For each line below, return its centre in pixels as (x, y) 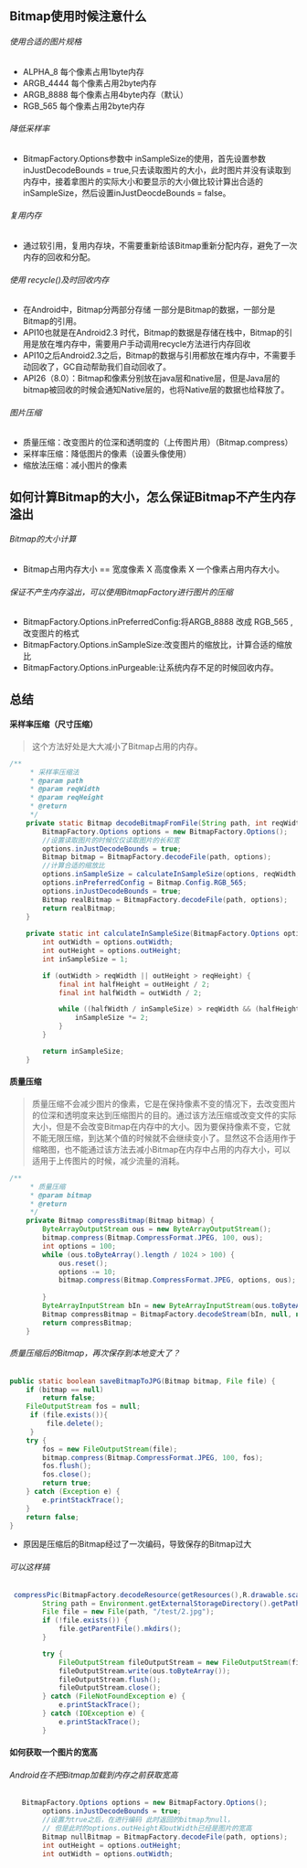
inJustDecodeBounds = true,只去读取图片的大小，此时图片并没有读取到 (157, 170)
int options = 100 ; (79, 1246)
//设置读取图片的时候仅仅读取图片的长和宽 (111, 840)
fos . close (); (67, 1475)
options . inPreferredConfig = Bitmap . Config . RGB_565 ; (145, 883)
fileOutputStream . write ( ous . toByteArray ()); (144, 1671)
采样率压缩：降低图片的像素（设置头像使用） (107, 454)
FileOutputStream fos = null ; (84, 1407)
